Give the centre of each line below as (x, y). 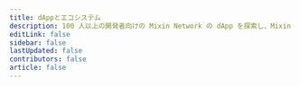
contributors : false (48, 59)
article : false (38, 68)
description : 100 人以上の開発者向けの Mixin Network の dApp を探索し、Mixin (150, 26)
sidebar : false (38, 43)
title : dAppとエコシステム (55, 17)
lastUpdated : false (46, 51)
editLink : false (40, 34)
